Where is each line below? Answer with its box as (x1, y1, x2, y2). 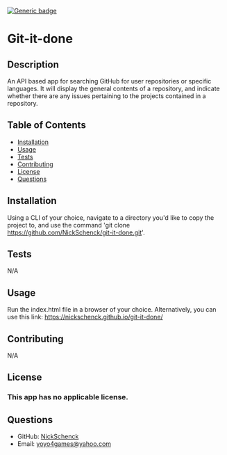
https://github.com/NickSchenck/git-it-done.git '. (7, 228, 145, 237)
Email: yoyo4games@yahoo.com (17, 440, 112, 448)
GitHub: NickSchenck (17, 432, 79, 441)
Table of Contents (7, 119, 87, 131)
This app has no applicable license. (7, 392, 128, 402)
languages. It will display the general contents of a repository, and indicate (7, 84, 220, 93)
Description (7, 58, 59, 70)
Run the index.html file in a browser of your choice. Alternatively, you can (7, 305, 217, 314)
